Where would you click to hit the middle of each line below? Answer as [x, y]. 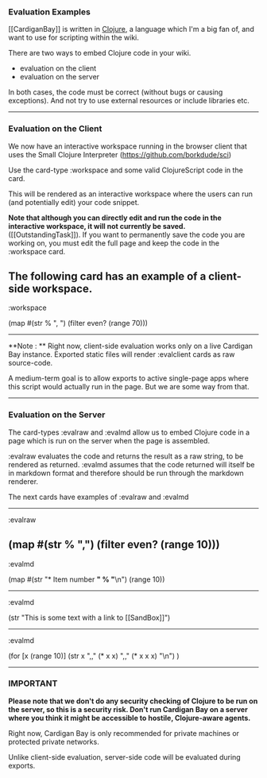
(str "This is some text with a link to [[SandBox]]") [89, 617]
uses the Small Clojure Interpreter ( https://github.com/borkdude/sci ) [120, 154]
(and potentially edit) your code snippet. [74, 202]
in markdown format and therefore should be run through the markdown [126, 473]
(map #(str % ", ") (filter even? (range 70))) [78, 323]
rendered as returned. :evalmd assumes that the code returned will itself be [132, 464]
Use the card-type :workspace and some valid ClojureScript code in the [126, 170]
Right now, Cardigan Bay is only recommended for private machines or [124, 733]
